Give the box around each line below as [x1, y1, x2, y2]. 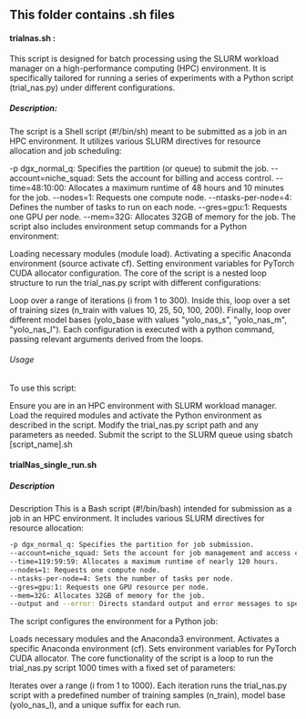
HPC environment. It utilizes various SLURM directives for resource [9, 136, 261, 147]
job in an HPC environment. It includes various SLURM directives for [9, 513, 265, 524]
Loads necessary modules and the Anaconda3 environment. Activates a [9, 633, 280, 644]
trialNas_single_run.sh [9, 460, 97, 471]
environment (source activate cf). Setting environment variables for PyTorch [9, 258, 295, 268]
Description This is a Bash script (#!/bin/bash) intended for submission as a [9, 503, 292, 514]
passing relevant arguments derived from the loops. [9, 333, 204, 344]
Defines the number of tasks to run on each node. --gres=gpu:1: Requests [9, 201, 288, 212]
